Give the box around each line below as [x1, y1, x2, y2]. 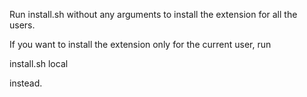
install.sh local [9, 58, 69, 69]
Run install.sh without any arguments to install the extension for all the [9, 9, 298, 20]
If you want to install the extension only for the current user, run [9, 39, 272, 50]
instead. [9, 77, 43, 89]
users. [9, 19, 36, 31]
